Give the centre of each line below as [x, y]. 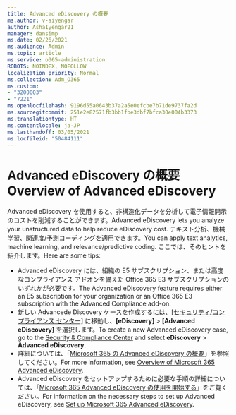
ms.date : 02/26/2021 [38, 40]
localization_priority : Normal [53, 73]
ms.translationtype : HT [42, 119]
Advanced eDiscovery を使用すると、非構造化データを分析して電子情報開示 [117, 212]
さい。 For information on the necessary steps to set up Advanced [119, 397]
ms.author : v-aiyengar [41, 20]
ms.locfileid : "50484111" [45, 138]
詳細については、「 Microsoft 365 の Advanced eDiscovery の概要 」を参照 [123, 354]
